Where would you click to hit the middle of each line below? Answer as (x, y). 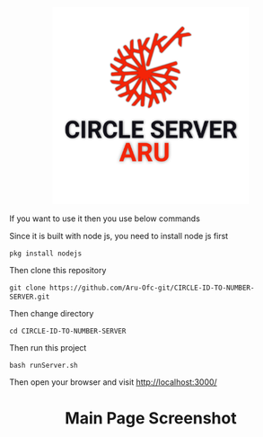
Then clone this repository (58, 270)
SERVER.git (30, 297)
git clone (28, 288)
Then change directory (52, 313)
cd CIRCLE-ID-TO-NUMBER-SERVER (68, 331)
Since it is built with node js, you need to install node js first (119, 236)
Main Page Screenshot (151, 419)
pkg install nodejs (46, 254)
